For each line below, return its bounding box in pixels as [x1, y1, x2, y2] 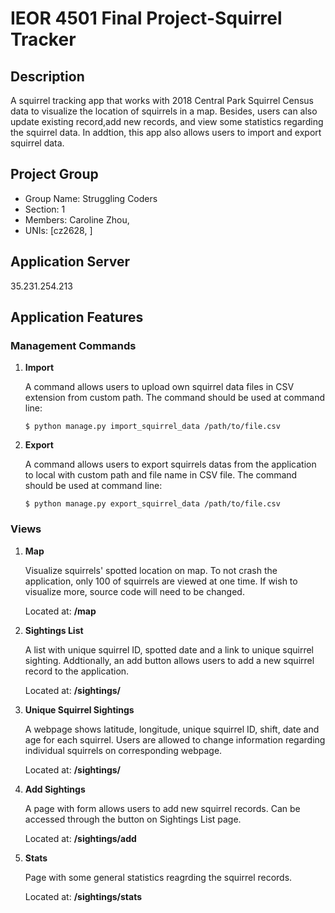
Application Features [10, 309, 144, 326]
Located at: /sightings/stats [24, 890, 143, 902]
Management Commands [10, 338, 137, 352]
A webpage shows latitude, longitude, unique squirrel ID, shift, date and [24, 723, 320, 735]
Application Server [10, 253, 131, 271]
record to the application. [24, 665, 130, 677]
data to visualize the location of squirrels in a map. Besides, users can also [10, 105, 318, 117]
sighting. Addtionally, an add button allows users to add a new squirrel [24, 654, 315, 666]
